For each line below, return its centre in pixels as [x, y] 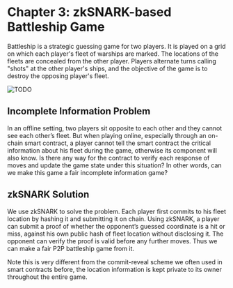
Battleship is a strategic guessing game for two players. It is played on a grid [116, 46]
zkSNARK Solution [48, 195]
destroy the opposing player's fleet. [58, 76]
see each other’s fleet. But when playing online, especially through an [107, 135]
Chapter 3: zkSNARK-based [89, 12]
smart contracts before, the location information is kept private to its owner [115, 269]
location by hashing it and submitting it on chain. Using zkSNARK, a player [113, 219]
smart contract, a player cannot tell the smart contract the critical [117, 143]
